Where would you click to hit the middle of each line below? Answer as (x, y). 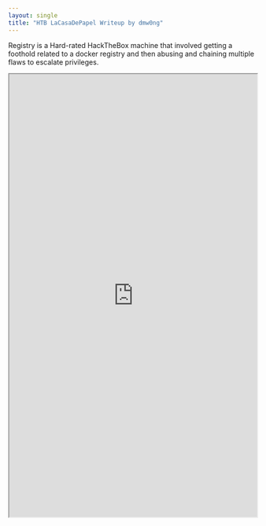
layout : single (33, 15)
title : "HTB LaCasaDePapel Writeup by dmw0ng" (86, 23)
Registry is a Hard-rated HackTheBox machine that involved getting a (120, 45)
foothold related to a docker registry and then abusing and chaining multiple (131, 54)
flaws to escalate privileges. (54, 62)
